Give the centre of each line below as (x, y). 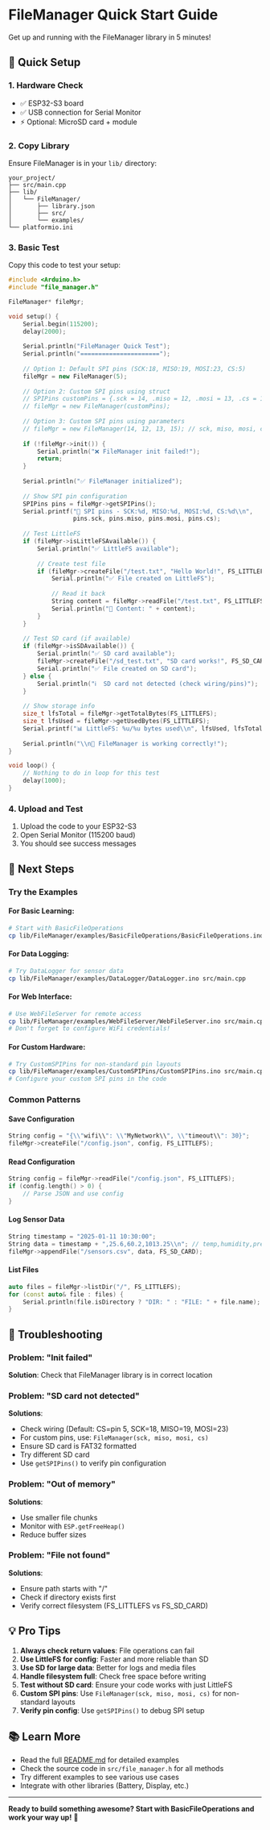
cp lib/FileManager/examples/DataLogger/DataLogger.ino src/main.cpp (127, 978)
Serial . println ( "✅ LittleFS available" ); (108, 549)
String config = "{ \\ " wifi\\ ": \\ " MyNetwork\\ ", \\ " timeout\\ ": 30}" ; (129, 1136)
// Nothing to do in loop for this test (91, 773)
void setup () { (34, 316)
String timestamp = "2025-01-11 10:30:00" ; (82, 1236)
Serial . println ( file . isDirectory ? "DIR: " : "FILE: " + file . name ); (142, 1302)
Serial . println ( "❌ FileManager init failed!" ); (119, 451)
